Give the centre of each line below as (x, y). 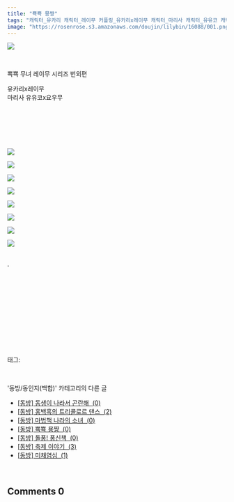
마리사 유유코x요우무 (35, 98)
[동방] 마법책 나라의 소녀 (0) (56, 420)
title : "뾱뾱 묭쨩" (32, 14)
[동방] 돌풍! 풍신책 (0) (48, 438)
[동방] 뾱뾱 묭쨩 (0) (44, 429)
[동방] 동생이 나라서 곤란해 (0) (59, 403)
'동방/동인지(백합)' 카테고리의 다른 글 (57, 388)
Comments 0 (36, 491)
